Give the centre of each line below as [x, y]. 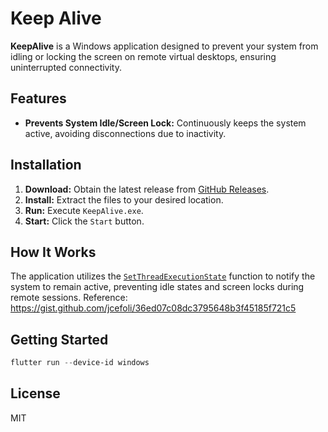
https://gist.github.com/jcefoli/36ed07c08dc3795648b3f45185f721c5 [153, 308]
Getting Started [59, 339]
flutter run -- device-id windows [80, 363]
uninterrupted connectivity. [66, 67]
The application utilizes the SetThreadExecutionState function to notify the [163, 276]
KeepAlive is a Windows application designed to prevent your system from [164, 46]
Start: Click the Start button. [84, 221]
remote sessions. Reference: [69, 298]
